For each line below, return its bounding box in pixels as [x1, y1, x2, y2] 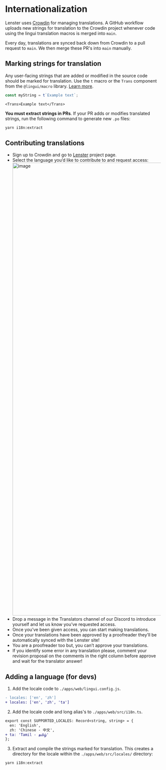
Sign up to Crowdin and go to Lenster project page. [12, 152, 117, 158]
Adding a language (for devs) [5, 673, 97, 681]
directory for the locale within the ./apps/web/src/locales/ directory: [12, 751, 153, 757]
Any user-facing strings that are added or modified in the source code [5, 73, 148, 79]
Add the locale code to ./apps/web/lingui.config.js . [12, 686, 121, 692]
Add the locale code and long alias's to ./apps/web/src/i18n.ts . [12, 709, 143, 715]
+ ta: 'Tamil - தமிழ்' [5, 732, 49, 737]
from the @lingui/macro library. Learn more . [5, 83, 94, 89]
